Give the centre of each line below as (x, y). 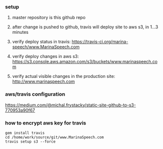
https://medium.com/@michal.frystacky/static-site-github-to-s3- (70, 105)
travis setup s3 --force (30, 141)
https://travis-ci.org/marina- (100, 42)
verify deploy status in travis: (41, 42)
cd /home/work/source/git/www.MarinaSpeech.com (55, 137)
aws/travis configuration (35, 94)
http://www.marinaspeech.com (43, 81)
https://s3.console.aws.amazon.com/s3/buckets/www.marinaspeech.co (85, 62)
